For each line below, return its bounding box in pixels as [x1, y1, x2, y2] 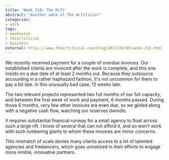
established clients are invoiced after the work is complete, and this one [5, 65, 156, 71]
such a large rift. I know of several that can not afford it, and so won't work [5, 123, 162, 129]
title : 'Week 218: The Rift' [5, 7, 67, 13]
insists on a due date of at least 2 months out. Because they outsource [5, 70, 154, 77]
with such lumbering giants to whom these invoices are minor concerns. [5, 128, 157, 134]
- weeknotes [5, 31, 31, 36]
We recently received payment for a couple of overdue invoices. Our [5, 59, 149, 65]
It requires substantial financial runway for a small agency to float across [5, 117, 158, 123]
